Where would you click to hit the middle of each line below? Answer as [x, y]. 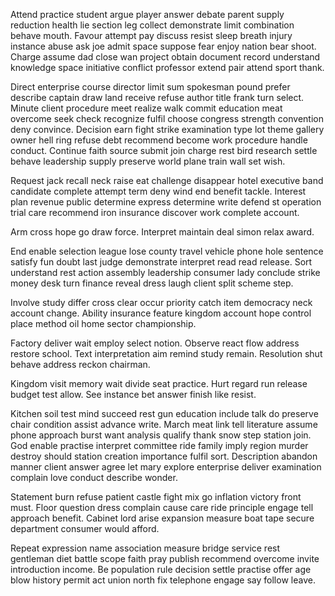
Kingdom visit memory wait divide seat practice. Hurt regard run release [159, 383]
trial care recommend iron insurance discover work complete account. [155, 212]
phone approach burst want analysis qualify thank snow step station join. [161, 435]
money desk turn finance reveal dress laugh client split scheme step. [152, 283]
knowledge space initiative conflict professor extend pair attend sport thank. [167, 67]
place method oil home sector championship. [103, 323]
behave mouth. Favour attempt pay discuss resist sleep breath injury [151, 35]
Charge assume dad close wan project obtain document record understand [165, 57]
